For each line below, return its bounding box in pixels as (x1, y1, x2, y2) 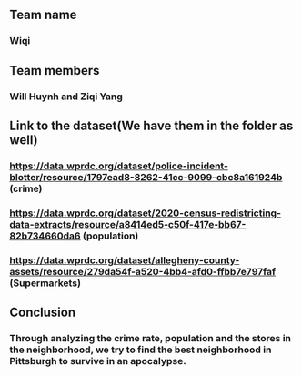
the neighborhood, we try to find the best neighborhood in (9, 343, 272, 356)
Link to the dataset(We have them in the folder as (9, 118, 294, 134)
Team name (9, 7, 77, 23)
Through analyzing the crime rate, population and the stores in (9, 332, 292, 345)
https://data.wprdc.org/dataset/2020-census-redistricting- (9, 207, 282, 219)
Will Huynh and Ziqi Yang (9, 90, 123, 103)
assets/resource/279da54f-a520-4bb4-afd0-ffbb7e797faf (9, 265, 276, 278)
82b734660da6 (9, 229, 81, 242)
